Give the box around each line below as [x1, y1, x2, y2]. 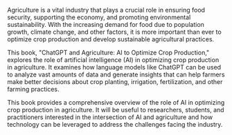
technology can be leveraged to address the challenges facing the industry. [7, 121, 223, 128]
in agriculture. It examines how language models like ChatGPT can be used [7, 63, 222, 71]
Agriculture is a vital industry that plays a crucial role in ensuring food [7, 6, 206, 14]
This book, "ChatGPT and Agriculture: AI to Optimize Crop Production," [7, 48, 210, 56]
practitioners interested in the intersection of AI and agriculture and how [7, 113, 213, 121]
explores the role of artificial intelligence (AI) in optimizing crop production [7, 56, 220, 64]
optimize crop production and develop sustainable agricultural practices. [7, 35, 215, 43]
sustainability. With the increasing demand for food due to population [7, 21, 204, 28]
